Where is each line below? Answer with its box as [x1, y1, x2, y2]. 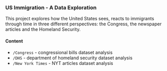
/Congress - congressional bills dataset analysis [12, 49, 113, 55]
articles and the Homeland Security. [5, 26, 81, 32]
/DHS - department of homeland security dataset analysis [12, 55, 133, 61]
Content [5, 38, 23, 44]
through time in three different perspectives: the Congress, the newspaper [5, 21, 162, 27]
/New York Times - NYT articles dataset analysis [12, 60, 113, 66]
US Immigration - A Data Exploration [5, 4, 97, 11]
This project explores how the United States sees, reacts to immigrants [5, 16, 154, 22]
